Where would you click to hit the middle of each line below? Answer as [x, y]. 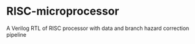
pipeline [16, 34]
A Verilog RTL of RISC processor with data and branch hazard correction [98, 28]
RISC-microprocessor [63, 11]
